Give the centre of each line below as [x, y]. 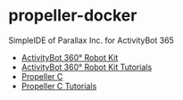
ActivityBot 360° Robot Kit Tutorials [87, 67]
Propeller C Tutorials [59, 86]
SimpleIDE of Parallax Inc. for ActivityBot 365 [91, 40]
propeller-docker [73, 16]
